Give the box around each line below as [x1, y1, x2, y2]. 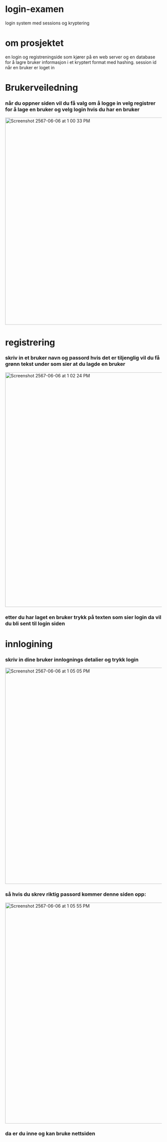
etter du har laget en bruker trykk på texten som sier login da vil [5, 614, 162, 621]
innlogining [5, 638, 53, 650]
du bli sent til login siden [5, 620, 66, 627]
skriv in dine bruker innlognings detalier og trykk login [5, 656, 139, 663]
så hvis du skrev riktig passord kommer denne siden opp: [5, 891, 147, 898]
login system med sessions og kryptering [5, 20, 89, 26]
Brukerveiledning [5, 82, 79, 93]
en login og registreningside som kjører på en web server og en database [5, 54, 156, 60]
